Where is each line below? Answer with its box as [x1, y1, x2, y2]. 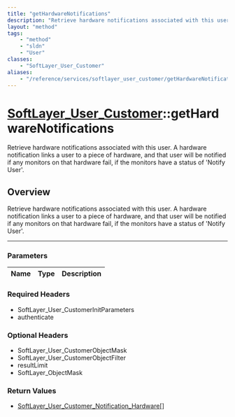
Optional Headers [7, 330, 69, 340]
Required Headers [7, 290, 70, 299]
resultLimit [17, 361, 48, 369]
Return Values [7, 386, 57, 395]
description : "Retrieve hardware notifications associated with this [7, 17, 215, 24]
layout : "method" [7, 23, 58, 30]
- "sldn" [20, 43, 45, 50]
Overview [7, 186, 51, 198]
